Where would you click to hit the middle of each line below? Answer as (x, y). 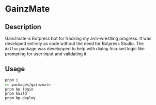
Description (23, 27)
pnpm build (16, 94)
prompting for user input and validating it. (47, 54)
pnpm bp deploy (20, 98)
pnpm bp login (19, 89)
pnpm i (12, 80)
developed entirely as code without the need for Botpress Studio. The (74, 44)
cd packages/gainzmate (28, 85)
